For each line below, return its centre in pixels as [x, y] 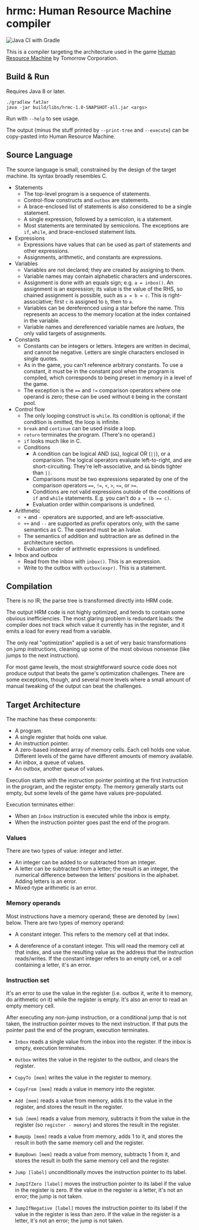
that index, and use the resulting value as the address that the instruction [104, 952]
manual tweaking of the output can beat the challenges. [74, 686]
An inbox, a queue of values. [50, 762]
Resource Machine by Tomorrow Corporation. [62, 58]
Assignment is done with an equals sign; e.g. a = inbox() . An [99, 282]
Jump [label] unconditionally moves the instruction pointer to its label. [101, 1172]
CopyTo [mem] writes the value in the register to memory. [83, 1077]
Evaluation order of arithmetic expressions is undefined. [92, 548]
